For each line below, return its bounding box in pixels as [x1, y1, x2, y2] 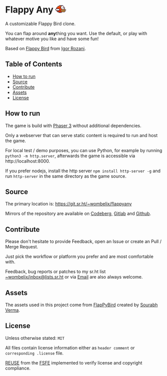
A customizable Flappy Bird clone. [5, 21, 76, 27]
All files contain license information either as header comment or [5, 344, 135, 350]
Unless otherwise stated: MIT [5, 335, 65, 341]
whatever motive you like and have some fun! [5, 36, 99, 42]
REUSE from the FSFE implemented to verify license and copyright [5, 359, 142, 365]
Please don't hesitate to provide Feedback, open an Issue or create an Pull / [5, 238, 162, 244]
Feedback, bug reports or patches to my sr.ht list [5, 269, 106, 275]
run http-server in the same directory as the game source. [5, 173, 127, 179]
